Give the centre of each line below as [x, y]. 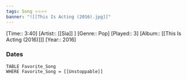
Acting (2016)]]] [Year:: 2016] [41, 39]
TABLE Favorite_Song [31, 66]
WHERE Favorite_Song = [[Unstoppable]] [55, 71]
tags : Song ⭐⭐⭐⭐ [27, 11]
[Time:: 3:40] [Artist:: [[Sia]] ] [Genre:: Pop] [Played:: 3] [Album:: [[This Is [94, 33]
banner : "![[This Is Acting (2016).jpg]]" [58, 17]
